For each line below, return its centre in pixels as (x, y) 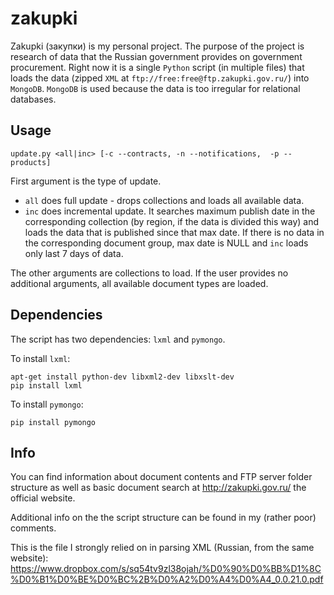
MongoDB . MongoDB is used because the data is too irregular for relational (155, 88)
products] (31, 162)
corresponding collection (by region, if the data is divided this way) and (172, 221)
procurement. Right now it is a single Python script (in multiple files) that (157, 67)
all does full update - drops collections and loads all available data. (164, 200)
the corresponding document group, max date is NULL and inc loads (166, 243)
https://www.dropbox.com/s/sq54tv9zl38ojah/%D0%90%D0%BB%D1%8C (166, 569)
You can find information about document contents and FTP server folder (161, 477)
